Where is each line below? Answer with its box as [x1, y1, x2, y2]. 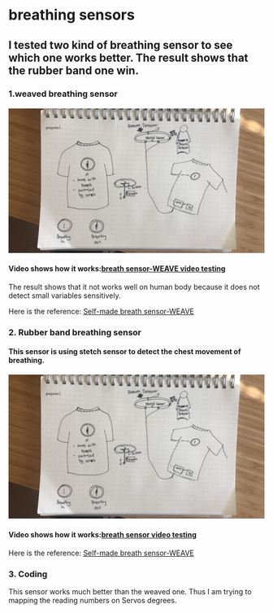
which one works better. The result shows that [8, 50, 249, 64]
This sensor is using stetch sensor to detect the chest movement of [8, 347, 241, 357]
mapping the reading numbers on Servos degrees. [8, 595, 177, 605]
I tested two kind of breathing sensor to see [8, 38, 233, 52]
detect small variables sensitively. [8, 291, 121, 300]
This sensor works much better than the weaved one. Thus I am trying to [8, 586, 252, 596]
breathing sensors [8, 6, 136, 24]
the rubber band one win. [8, 63, 140, 77]
